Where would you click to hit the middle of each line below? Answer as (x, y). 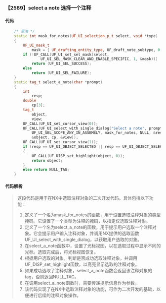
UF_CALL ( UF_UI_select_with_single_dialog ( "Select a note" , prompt (93, 128)
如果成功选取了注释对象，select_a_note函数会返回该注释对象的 (88, 271)
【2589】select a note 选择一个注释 (48, 7)
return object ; (47, 160)
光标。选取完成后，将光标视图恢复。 (62, 252)
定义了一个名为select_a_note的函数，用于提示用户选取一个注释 (88, 227)
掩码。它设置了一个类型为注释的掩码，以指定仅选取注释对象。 (87, 221)
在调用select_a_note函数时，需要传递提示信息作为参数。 (82, 283)
